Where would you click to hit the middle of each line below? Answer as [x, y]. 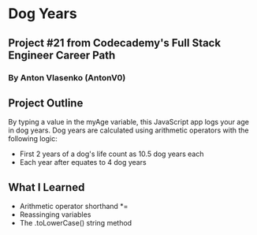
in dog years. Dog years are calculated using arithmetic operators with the [128, 130]
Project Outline [46, 103]
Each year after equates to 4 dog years [83, 162]
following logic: [33, 139]
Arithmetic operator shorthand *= [74, 207]
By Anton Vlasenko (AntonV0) [67, 77]
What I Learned [47, 187]
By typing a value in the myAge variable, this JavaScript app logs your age [129, 122]
